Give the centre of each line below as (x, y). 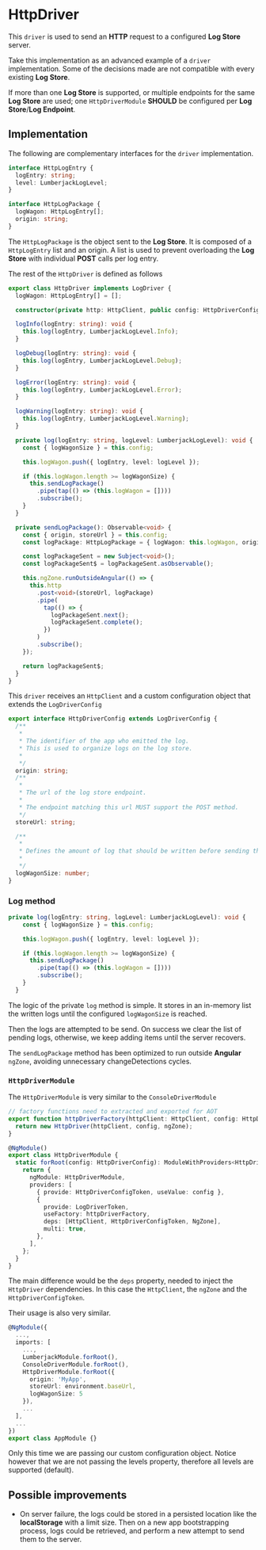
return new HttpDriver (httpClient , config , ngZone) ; (104, 1126)
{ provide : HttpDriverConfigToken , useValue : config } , (131, 1192)
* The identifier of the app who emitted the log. (104, 741)
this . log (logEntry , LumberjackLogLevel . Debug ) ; (102, 361)
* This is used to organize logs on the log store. (106, 748)
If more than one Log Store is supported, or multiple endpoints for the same (132, 92)
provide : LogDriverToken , (86, 1207)
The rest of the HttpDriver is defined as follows (85, 273)
